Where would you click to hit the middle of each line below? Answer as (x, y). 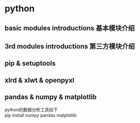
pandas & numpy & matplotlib (51, 97)
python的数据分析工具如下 (31, 110)
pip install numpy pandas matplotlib (41, 115)
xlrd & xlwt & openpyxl (39, 80)
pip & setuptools (30, 63)
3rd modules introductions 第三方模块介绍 (70, 46)
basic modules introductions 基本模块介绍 (70, 28)
